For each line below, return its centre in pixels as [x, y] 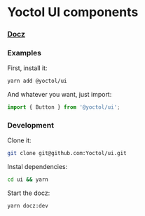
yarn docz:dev [28, 206]
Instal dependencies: [37, 167]
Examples [25, 53]
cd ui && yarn [28, 180]
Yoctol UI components [73, 12]
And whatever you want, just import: [60, 95]
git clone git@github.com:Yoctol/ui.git [67, 154]
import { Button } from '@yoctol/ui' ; [64, 107]
